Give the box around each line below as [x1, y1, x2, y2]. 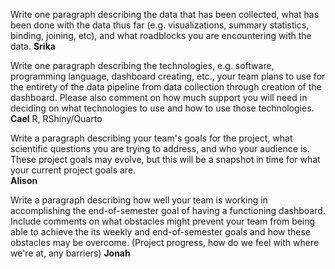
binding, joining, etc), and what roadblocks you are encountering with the [10, 30, 312, 41]
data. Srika [10, 40, 56, 52]
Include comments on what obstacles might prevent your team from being [10, 215, 316, 227]
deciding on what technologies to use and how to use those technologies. [10, 102, 315, 114]
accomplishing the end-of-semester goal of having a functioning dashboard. [10, 205, 326, 216]
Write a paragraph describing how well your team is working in [10, 194, 268, 206]
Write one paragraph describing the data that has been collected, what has [10, 9, 320, 20]
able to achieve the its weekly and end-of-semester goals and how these [10, 226, 312, 238]
